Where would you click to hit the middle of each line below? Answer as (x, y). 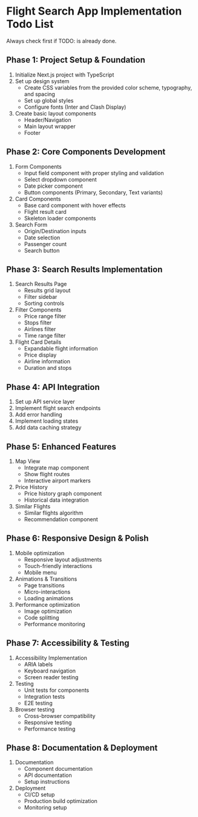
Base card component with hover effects (75, 205)
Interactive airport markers (57, 480)
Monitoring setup (45, 808)
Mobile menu (41, 572)
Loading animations (49, 598)
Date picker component (53, 186)
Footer (32, 132)
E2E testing (38, 703)
